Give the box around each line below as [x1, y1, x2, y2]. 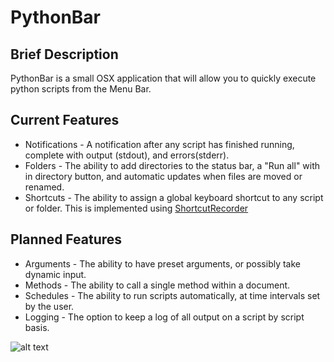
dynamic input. [24, 268, 87, 280]
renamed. [24, 181, 65, 193]
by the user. [24, 300, 75, 312]
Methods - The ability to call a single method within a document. [24, 279, 291, 291]
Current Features [10, 112, 120, 129]
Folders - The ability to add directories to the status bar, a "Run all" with [24, 159, 321, 171]
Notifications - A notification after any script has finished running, [24, 138, 295, 150]
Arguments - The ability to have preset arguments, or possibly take [24, 257, 302, 270]
